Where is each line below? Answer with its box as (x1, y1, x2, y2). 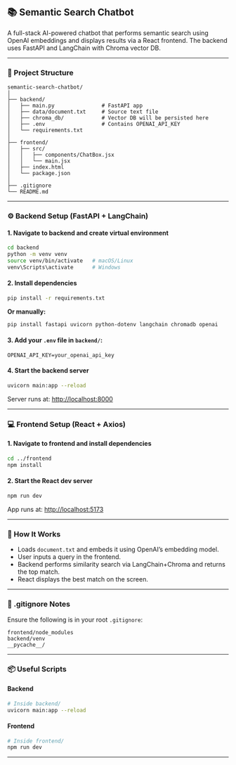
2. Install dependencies (7, 279, 77, 288)
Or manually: (7, 307, 46, 316)
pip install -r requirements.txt (7, 295, 105, 302)
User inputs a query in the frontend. (17, 553, 122, 561)
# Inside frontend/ (7, 738, 65, 745)
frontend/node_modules (7, 629, 74, 636)
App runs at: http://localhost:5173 (7, 505, 104, 513)
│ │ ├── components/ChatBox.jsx (7, 151, 114, 159)
